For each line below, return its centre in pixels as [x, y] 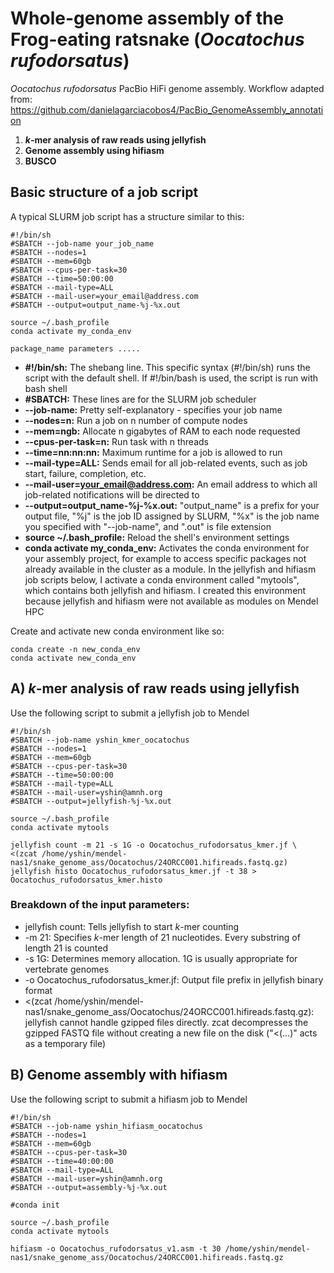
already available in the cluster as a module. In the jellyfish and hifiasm [170, 569]
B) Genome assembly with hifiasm [119, 1075]
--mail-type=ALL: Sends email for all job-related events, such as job [166, 463]
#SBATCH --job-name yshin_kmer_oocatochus [100, 740]
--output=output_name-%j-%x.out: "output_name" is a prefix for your [172, 505]
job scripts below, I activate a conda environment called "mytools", [162, 579]
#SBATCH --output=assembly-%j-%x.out [89, 1187]
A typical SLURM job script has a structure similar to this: [127, 216]
